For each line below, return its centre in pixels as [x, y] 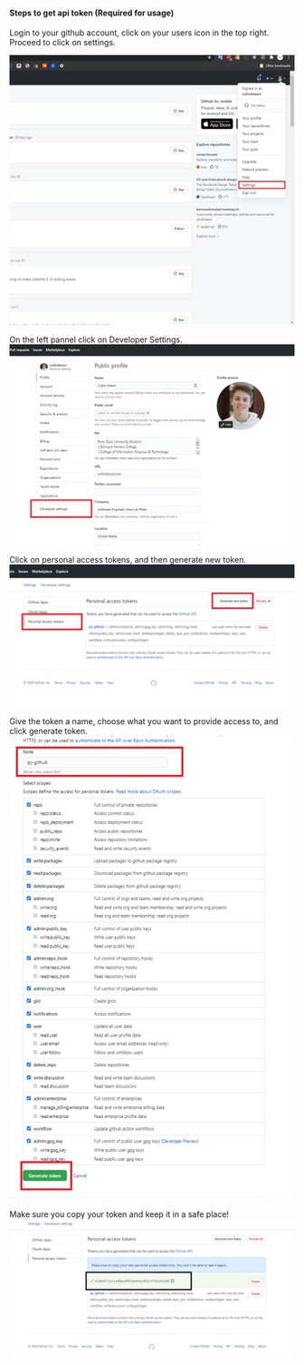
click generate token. [48, 731]
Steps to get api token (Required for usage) [92, 13]
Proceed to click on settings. [62, 43]
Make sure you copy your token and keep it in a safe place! [119, 1214]
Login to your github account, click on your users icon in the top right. [139, 33]
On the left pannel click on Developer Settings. [96, 339]
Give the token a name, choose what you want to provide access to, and [144, 721]
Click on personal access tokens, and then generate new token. [128, 559]
